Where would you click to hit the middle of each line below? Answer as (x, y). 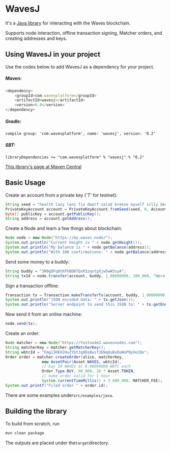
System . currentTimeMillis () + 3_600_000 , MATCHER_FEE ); (102, 381)
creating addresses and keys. (36, 38)
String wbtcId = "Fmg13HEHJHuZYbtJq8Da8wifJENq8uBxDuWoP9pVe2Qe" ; (77, 352)
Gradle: (13, 121)
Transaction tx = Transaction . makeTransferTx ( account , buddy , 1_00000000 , (86, 295)
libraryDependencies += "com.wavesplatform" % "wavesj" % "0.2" (75, 157)
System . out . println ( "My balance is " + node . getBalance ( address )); (78, 247)
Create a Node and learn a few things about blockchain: (64, 228)
